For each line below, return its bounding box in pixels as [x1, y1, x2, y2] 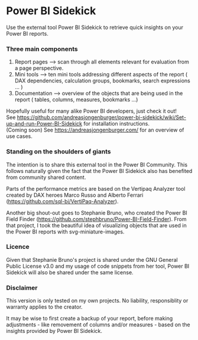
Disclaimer [6, 283, 38, 291]
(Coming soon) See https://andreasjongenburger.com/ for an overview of [6, 126, 184, 134]
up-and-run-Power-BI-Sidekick [6, 120, 83, 127]
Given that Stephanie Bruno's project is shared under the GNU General [6, 256, 178, 263]
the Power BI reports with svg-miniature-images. [6, 228, 125, 235]
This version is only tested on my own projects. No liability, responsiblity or [6, 297, 189, 304]
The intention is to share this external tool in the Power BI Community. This [6, 161, 188, 168]
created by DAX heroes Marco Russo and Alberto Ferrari [6, 191, 144, 198]
